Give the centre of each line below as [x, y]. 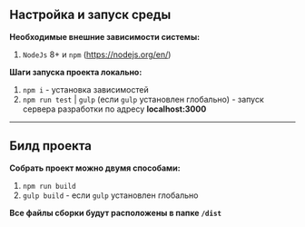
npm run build [49, 186]
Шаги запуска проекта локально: [76, 72]
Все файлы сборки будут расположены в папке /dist [116, 212]
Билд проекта [51, 146]
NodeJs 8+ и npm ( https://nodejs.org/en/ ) [97, 54]
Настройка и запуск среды [90, 15]
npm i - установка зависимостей [85, 89]
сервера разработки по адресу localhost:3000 [114, 109]
